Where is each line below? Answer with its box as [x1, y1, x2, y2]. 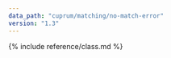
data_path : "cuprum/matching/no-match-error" [8, 11, 164, 20]
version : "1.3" [8, 19, 60, 27]
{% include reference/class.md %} [8, 41, 123, 51]
